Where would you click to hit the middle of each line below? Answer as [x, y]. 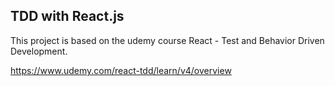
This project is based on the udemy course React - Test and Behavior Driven [167, 40]
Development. [39, 51]
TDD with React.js [67, 16]
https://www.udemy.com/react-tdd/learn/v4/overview [121, 70]
